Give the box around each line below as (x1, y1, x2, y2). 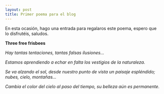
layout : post (5, 7, 32, 12)
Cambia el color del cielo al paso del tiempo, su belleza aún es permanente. (5, 83, 160, 89)
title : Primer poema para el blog (5, 12, 76, 17)
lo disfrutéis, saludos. (5, 31, 49, 36)
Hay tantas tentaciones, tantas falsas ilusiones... (5, 50, 104, 56)
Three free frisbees (5, 40, 46, 46)
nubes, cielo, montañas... (5, 74, 57, 80)
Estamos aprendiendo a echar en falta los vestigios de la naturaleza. (5, 59, 145, 65)
